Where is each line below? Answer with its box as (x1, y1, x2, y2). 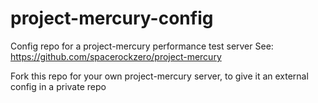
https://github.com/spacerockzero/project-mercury (10, 50, 222, 62)
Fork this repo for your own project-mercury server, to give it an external (10, 70, 309, 82)
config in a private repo (10, 80, 107, 92)
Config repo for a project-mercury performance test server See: (10, 40, 274, 52)
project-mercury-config (10, 7, 214, 30)
